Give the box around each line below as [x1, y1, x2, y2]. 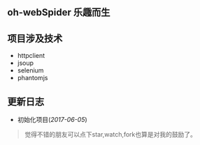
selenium [17, 66, 44, 75]
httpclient [17, 52, 45, 60]
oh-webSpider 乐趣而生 [7, 6, 110, 19]
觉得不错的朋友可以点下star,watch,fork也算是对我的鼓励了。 [24, 130, 197, 139]
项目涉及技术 [7, 32, 63, 44]
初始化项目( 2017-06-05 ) [17, 116, 87, 124]
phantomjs [17, 74, 48, 82]
